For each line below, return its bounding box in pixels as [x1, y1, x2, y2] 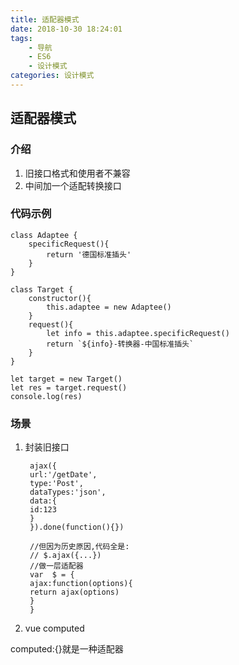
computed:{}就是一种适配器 [10, 643, 124, 655]
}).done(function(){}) [29, 522, 125, 533]
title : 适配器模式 [10, 14, 80, 25]
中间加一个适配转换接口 [24, 179, 122, 191]
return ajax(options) [29, 587, 120, 598]
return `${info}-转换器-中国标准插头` [46, 339, 195, 349]
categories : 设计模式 [10, 71, 95, 81]
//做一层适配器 [29, 561, 84, 571]
